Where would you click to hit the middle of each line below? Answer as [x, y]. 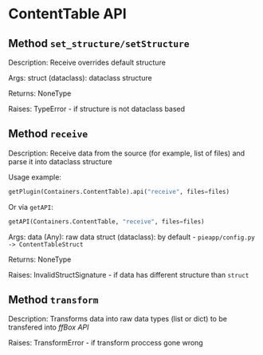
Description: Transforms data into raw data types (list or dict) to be [118, 319]
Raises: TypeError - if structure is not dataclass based [97, 109]
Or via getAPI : [31, 207]
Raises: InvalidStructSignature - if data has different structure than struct [129, 274]
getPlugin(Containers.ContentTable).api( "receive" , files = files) [119, 191]
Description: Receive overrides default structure [87, 62]
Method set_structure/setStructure [99, 43]
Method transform [53, 300]
